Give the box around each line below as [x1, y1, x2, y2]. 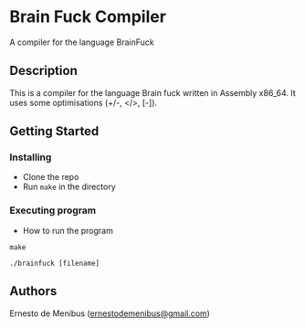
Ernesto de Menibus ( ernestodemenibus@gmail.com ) [9, 308, 210, 319]
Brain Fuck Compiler [9, 6, 167, 27]
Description [9, 63, 78, 79]
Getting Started [9, 123, 100, 139]
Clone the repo [22, 172, 79, 183]
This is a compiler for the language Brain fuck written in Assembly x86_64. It [9, 87, 296, 98]
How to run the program [22, 225, 114, 236]
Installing [9, 151, 52, 164]
